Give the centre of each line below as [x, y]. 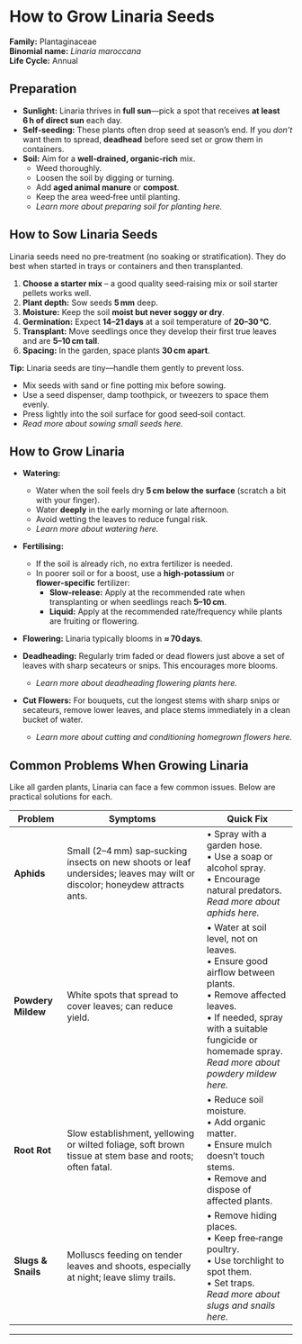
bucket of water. [53, 720]
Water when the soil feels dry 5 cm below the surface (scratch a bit [161, 491]
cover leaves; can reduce [120, 1006]
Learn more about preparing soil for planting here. [129, 206]
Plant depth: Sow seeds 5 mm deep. [90, 302]
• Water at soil [236, 927]
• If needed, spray [244, 1017]
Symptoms [132, 819]
